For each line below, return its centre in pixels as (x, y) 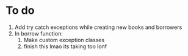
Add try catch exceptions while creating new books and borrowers (98, 27)
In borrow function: (39, 33)
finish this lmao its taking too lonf (65, 46)
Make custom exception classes (64, 40)
